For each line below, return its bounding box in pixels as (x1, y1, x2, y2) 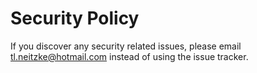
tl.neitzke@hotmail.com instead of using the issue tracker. (10, 50, 249, 62)
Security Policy (10, 7, 140, 30)
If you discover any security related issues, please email (10, 40, 242, 52)
